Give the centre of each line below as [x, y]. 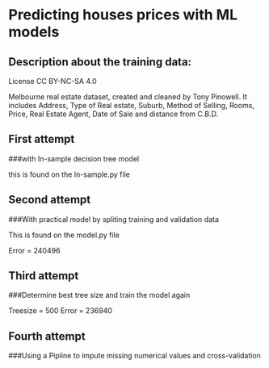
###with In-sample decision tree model [74, 158]
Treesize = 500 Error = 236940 [61, 311]
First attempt [42, 139]
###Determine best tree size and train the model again [99, 295]
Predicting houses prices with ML [123, 15]
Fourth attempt [47, 336]
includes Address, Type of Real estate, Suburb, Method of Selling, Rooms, [131, 105]
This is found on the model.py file [64, 235]
